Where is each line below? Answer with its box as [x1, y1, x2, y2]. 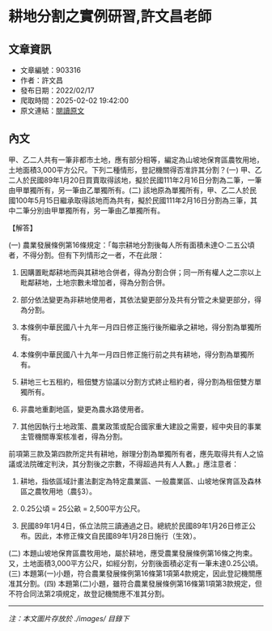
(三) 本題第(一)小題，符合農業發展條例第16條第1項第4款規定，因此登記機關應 [8, 569, 263, 578]
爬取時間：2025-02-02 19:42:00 [19, 96, 130, 105]
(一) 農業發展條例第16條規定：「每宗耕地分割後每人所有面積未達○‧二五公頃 [8, 240, 255, 250]
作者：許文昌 [19, 75, 63, 85]
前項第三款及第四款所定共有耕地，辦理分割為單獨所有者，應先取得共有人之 [8, 449, 257, 458]
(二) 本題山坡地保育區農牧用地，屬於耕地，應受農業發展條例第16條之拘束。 [8, 548, 257, 558]
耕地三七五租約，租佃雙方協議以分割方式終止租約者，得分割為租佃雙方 [19, 376, 255, 386]
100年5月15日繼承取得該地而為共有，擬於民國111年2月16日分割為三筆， [15, 195, 251, 205]
